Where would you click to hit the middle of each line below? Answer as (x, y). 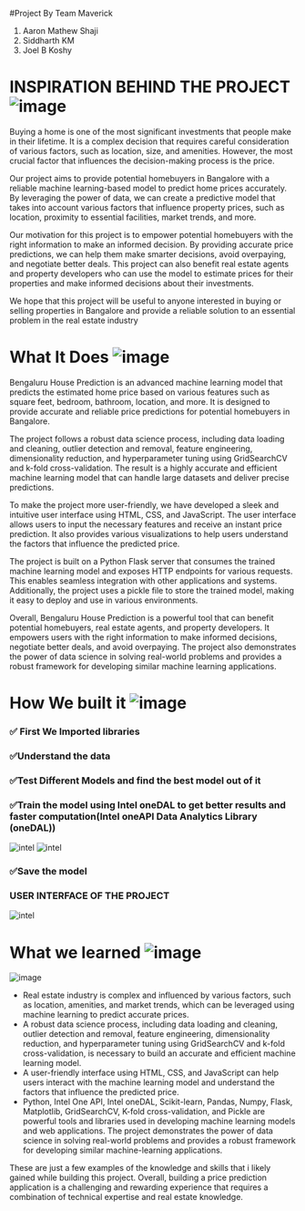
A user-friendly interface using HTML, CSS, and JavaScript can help (151, 1073)
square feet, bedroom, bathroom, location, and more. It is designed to (140, 401)
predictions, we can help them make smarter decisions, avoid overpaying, (148, 254)
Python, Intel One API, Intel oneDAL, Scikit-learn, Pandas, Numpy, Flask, (158, 1102)
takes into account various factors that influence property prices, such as (147, 207)
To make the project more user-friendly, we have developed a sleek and (144, 504)
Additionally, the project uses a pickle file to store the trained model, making (152, 590)
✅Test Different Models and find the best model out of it (135, 781)
